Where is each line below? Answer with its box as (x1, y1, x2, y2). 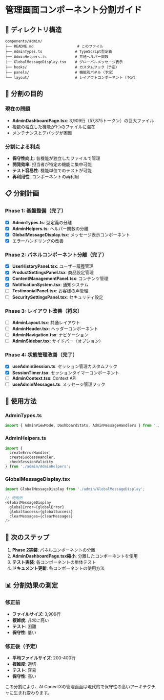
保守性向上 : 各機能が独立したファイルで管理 (12, 155, 101, 161)
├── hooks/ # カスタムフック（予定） (5, 65, 120, 70)
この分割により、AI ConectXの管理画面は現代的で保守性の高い (5, 684, 130, 690)
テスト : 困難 (12, 623, 37, 629)
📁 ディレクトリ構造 (5, 25, 62, 34)
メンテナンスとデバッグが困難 (12, 130, 72, 136)
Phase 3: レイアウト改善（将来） (5, 307, 82, 314)
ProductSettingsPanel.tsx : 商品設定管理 (12, 270, 94, 276)
